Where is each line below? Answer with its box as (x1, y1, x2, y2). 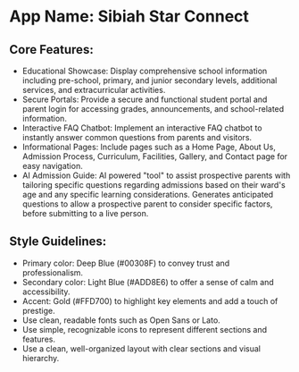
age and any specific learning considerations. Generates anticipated (21, 190, 274, 199)
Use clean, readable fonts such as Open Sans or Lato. (21, 315, 220, 325)
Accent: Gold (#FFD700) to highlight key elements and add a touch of (21, 295, 278, 306)
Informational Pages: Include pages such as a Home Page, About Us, (21, 141, 277, 152)
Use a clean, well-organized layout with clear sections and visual (21, 342, 262, 354)
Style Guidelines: (9, 234, 107, 249)
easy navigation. (21, 161, 83, 171)
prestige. (21, 305, 55, 316)
